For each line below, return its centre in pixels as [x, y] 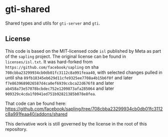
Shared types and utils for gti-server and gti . [53, 23]
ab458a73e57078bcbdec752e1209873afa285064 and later [60, 88]
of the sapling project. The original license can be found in [66, 56]
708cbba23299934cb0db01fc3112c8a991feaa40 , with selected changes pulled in [84, 72]
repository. [16, 129]
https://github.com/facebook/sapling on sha [52, 67]
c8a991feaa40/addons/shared [36, 114]
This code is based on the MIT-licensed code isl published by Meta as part [83, 51]
